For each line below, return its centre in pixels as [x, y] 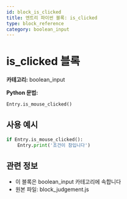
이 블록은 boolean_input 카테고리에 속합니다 [68, 182]
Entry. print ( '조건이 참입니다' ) [54, 145]
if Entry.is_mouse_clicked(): [45, 139]
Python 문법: [22, 93]
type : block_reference [35, 23]
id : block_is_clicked [34, 12]
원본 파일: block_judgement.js [52, 189]
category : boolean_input [38, 29]
